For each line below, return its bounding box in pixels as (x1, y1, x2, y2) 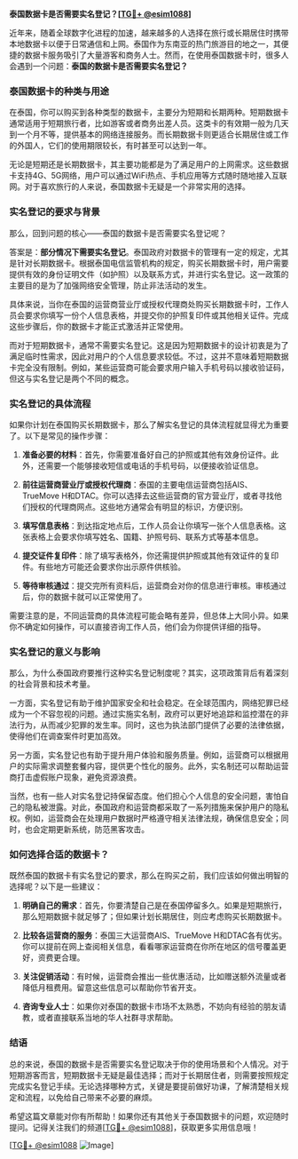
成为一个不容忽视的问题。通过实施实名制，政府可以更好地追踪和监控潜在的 (9, 709, 281, 719)
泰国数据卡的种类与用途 (9, 84, 109, 97)
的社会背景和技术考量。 (9, 679, 95, 689)
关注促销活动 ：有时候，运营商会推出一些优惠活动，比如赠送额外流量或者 (21, 972, 286, 982)
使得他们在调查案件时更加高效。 (9, 731, 126, 742)
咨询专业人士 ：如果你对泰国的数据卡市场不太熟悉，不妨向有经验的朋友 (21, 1001, 279, 1012)
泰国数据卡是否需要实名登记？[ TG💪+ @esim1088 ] (9, 9, 192, 19)
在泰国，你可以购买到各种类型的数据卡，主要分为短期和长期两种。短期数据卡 (9, 107, 289, 118)
